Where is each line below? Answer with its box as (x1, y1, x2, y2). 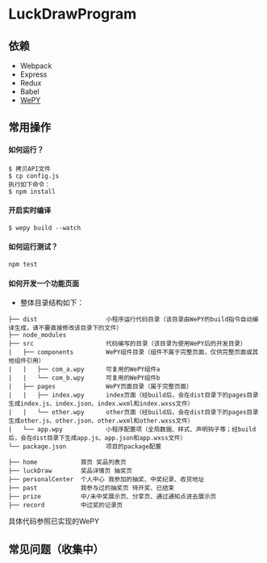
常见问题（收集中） (8, 542, 104, 556)
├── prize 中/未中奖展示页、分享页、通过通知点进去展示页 (8, 493, 216, 501)
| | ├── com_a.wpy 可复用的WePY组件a (8, 365, 161, 374)
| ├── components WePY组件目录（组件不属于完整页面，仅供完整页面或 (8, 348, 252, 356)
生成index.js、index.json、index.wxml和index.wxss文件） (8, 400, 194, 408)
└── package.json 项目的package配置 (8, 443, 161, 451)
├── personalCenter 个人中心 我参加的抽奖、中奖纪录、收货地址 (8, 476, 205, 484)
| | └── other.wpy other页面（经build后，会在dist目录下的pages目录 (8, 409, 259, 417)
